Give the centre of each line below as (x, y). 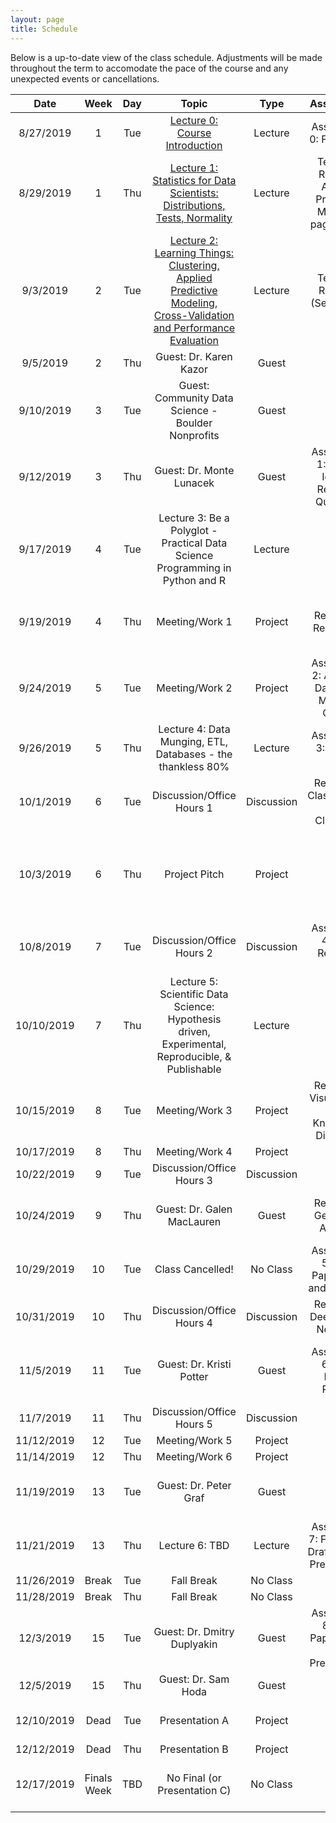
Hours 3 (193, 1180)
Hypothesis (194, 1019)
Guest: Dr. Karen (194, 356)
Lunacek (194, 483)
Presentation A (194, 1720)
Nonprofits (194, 435)
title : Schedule (44, 29)
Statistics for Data (194, 180)
